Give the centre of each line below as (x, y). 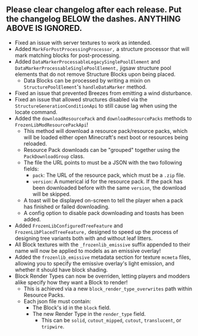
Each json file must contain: (57, 301)
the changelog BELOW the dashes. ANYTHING (93, 19)
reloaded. (35, 143)
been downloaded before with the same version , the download (109, 188)
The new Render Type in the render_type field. (89, 313)
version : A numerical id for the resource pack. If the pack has (107, 181)
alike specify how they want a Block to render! (71, 282)
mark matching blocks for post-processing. (68, 55)
